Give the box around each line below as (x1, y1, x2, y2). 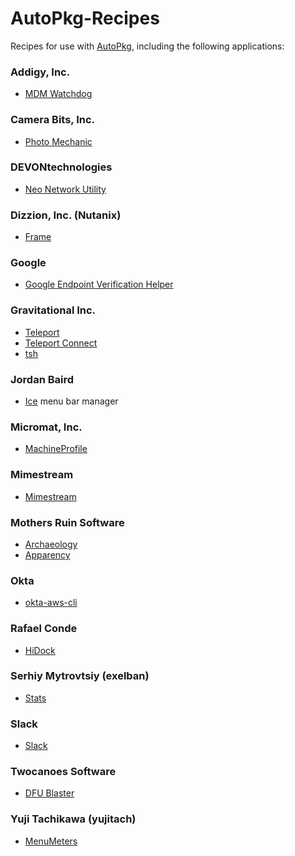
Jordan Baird (10, 372, 75, 386)
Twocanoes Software (10, 765, 117, 779)
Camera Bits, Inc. (10, 113, 96, 127)
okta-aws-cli (24, 597, 78, 609)
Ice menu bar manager (24, 395, 119, 407)
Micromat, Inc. (10, 420, 83, 434)
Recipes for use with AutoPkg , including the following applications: (10, 40, 285, 52)
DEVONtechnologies (10, 160, 113, 174)
